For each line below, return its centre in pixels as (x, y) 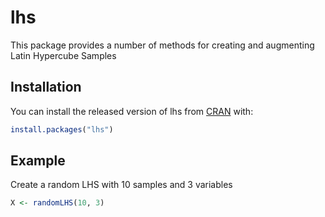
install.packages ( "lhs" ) (62, 129)
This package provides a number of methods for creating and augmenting (162, 45)
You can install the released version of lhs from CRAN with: (132, 111)
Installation (46, 87)
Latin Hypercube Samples (63, 55)
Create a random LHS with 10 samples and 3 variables (121, 185)
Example (38, 161)
